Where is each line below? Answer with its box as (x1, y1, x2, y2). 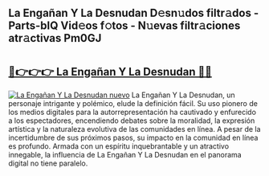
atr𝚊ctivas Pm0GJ (8, 31, 102, 45)
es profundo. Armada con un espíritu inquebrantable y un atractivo (8, 141, 230, 151)
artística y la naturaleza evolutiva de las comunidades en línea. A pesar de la (8, 125, 261, 133)
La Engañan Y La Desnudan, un (131, 90, 235, 100)
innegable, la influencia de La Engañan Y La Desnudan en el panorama (8, 150, 243, 159)
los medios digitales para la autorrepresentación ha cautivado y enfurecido (8, 108, 257, 117)
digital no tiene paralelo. (8, 158, 88, 168)
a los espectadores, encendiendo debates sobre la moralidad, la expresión (8, 116, 255, 125)
